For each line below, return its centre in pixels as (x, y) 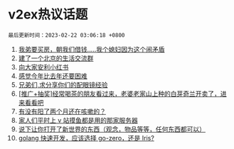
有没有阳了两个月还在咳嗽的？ (62, 111)
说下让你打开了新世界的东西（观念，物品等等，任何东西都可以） (112, 129)
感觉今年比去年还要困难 (53, 76)
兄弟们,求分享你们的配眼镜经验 (63, 84)
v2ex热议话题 (48, 15)
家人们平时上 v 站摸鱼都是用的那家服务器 (78, 120)
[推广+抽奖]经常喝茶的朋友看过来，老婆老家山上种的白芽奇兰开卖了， (119, 94)
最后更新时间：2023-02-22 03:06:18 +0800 (67, 35)
